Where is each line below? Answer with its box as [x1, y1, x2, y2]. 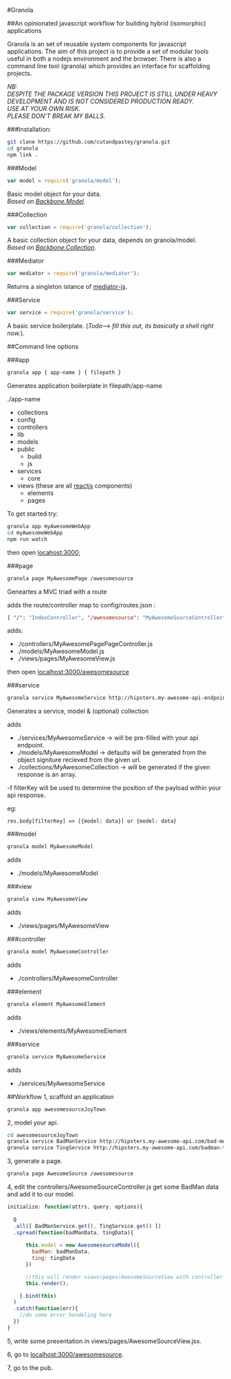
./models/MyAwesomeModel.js [16, 647, 104, 656]
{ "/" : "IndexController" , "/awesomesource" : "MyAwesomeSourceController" [7, 614, 226, 621]
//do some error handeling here [19, 1311, 112, 1319]
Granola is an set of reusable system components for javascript [7, 40, 187, 48]
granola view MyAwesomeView [7, 896, 88, 903]
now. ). [7, 329, 25, 337]
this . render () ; [25, 1280, 69, 1287]
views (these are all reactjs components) [16, 482, 133, 490]
